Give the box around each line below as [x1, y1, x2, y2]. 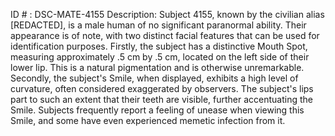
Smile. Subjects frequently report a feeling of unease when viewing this [10, 104, 305, 116]
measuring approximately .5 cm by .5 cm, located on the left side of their [10, 51, 310, 63]
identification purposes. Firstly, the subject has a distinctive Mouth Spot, [10, 40, 308, 52]
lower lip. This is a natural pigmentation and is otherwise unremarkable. [10, 62, 305, 73]
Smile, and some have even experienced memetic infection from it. [10, 115, 286, 126]
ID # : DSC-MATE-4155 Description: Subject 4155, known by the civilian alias [10, 9, 325, 20]
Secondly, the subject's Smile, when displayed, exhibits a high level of [10, 72, 299, 84]
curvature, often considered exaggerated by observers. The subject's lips [10, 83, 314, 94]
